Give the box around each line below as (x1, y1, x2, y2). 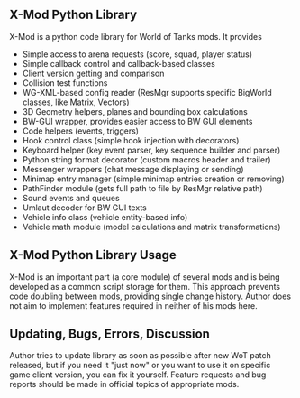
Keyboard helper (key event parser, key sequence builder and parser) (22, 144, 281, 155)
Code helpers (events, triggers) (22, 125, 140, 136)
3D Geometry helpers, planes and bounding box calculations (22, 106, 248, 116)
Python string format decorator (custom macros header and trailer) (22, 153, 272, 165)
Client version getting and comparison (22, 68, 165, 79)
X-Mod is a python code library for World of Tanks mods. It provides (9, 31, 263, 42)
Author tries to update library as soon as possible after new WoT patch (9, 350, 272, 361)
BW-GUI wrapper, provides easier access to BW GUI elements (22, 116, 253, 126)
